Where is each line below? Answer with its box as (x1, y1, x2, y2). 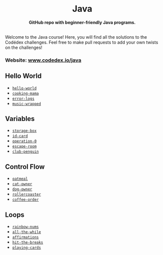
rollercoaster (12, 192, 41, 197)
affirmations (12, 235, 39, 240)
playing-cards (12, 245, 41, 250)
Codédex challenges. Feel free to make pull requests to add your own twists (5, 39, 158, 45)
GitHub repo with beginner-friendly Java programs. (28, 19, 136, 25)
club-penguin (12, 149, 39, 154)
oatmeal (12, 177, 28, 182)
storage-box (12, 128, 37, 134)
